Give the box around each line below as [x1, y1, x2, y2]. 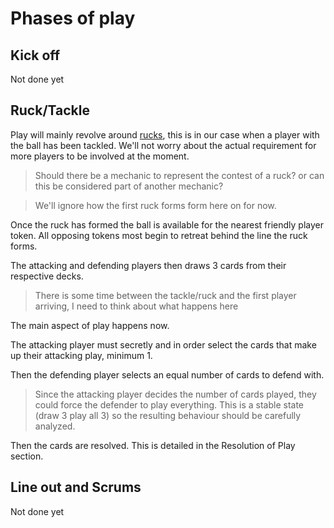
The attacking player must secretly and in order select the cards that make [10, 338, 317, 351]
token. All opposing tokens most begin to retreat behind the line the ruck [10, 229, 308, 241]
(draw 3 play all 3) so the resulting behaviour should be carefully [34, 409, 302, 421]
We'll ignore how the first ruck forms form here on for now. [34, 199, 277, 211]
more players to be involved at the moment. [10, 150, 190, 162]
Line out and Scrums [10, 479, 142, 496]
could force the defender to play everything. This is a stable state [34, 398, 305, 411]
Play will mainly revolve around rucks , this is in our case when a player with [10, 128, 320, 141]
